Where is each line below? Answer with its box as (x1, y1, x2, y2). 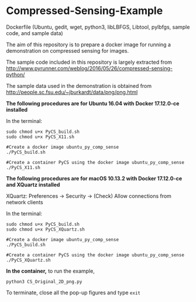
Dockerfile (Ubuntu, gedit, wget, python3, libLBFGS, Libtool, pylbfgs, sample (6, 23, 190, 30)
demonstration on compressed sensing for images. (6, 47, 129, 54)
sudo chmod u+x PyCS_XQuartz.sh (6, 227, 85, 232)
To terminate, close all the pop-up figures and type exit (6, 289, 140, 296)
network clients (6, 198, 43, 205)
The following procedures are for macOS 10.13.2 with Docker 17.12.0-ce (6, 174, 183, 182)
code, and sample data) (6, 29, 63, 36)
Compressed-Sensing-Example (6, 4, 163, 18)
